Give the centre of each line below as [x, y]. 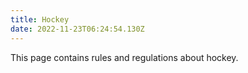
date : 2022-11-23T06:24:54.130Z [77, 29]
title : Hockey [40, 19]
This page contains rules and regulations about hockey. [124, 57]
